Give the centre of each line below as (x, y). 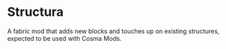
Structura (36, 12)
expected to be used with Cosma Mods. (65, 38)
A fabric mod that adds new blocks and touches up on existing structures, (113, 31)
